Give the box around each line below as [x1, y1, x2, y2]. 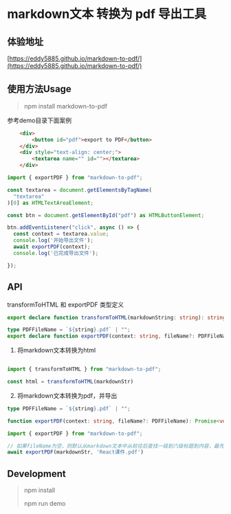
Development [7, 468, 67, 480]
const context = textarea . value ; [13, 231, 109, 238]
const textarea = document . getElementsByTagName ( [7, 186, 153, 193]
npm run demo [23, 500, 66, 508]
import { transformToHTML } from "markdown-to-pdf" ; [7, 366, 162, 373]
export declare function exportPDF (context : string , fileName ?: [7, 333, 195, 340]
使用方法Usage [7, 83, 72, 95]
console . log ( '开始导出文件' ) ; [13, 237, 94, 244]
